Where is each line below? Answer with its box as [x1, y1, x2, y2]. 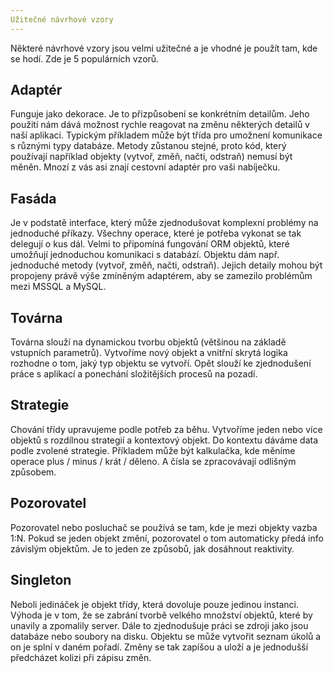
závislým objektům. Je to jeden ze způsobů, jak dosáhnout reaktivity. [10, 542, 295, 555]
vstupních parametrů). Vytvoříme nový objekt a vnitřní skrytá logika [10, 347, 288, 359]
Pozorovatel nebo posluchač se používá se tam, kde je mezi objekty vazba [10, 521, 318, 533]
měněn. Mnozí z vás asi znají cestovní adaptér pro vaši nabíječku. [10, 161, 281, 173]
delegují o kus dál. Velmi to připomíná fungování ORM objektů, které [10, 238, 290, 250]
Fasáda [10, 190, 57, 207]
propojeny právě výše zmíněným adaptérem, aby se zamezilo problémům [10, 270, 313, 282]
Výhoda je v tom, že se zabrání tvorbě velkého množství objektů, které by [10, 609, 313, 621]
